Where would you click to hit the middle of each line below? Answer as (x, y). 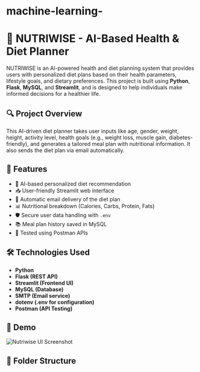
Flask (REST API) (36, 276)
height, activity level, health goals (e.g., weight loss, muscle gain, (87, 137)
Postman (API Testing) (44, 308)
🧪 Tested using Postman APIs (52, 233)
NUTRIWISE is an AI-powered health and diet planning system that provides (100, 68)
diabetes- (180, 137)
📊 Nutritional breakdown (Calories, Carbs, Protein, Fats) (85, 206)
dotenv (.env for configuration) (55, 302)
